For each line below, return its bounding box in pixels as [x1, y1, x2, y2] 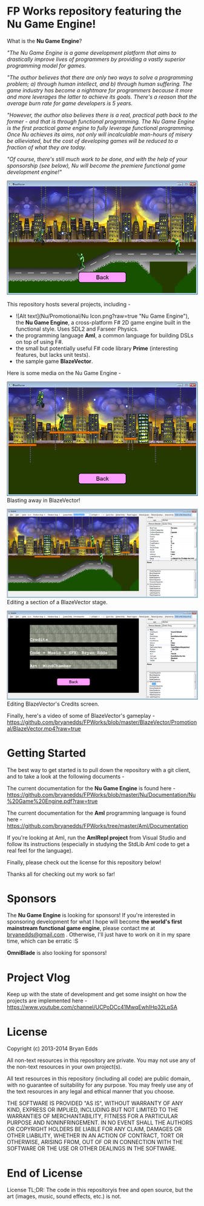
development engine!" [7, 168, 62, 176]
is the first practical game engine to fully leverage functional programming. [7, 124, 195, 131]
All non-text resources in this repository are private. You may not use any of [7, 1056, 196, 1064]
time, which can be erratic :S [7, 937, 79, 945]
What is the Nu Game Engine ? [7, 37, 82, 44]
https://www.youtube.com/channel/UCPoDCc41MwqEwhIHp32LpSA [7, 1004, 178, 1011]
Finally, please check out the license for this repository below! [7, 858, 162, 866]
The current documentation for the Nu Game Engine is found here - [7, 784, 176, 791]
